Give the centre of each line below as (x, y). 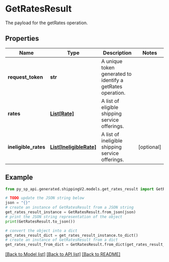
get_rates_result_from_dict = (37, 245)
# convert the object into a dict (41, 231)
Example (19, 178)
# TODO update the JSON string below (45, 198)
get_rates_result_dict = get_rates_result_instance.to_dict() (72, 235)
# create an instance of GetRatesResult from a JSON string (70, 208)
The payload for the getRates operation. (47, 23)
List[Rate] (62, 113)
